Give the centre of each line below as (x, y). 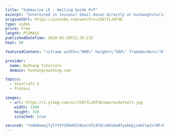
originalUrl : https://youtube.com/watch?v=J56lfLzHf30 (64, 19)
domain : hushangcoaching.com (40, 70)
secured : (14, 126)
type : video (18, 24)
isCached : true (30, 116)
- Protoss (20, 89)
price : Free (18, 29)
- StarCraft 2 (24, 84)
